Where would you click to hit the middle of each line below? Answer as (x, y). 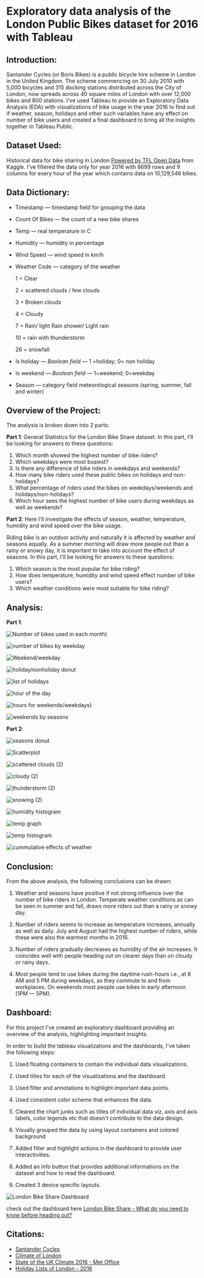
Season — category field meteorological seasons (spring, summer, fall (103, 385)
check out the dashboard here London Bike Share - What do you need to (97, 1208)
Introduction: (32, 60)
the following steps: (31, 1052)
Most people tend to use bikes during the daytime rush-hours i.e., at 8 (103, 974)
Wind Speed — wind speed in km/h (59, 254)
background (30, 1136)
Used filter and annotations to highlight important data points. (92, 1088)
